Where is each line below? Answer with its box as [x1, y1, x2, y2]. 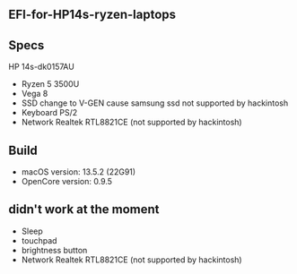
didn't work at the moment [8, 201, 160, 218]
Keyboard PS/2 [21, 107, 78, 118]
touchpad [21, 235, 57, 245]
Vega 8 [21, 89, 48, 99]
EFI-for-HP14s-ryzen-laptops [8, 7, 177, 22]
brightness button [21, 244, 88, 255]
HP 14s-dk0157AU [8, 62, 75, 73]
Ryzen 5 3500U [21, 79, 80, 90]
